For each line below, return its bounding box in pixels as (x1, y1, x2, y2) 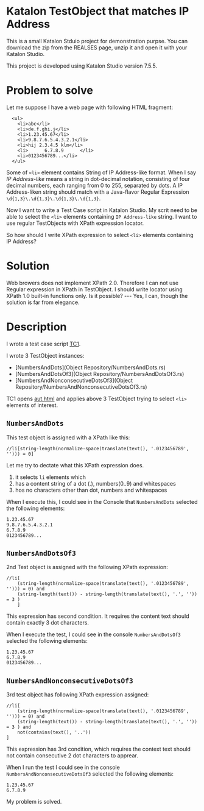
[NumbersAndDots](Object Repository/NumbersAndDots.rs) (15, 364, 166, 371)
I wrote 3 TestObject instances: (6, 352, 85, 359)
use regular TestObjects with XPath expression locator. (6, 219, 144, 227)
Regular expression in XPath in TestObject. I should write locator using (6, 285, 183, 293)
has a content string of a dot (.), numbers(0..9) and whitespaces (15, 480, 177, 487)
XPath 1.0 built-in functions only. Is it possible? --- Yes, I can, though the (6, 292, 188, 299)
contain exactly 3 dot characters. (6, 619, 90, 626)
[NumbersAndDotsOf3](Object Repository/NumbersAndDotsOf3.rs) (15, 370, 185, 377)
